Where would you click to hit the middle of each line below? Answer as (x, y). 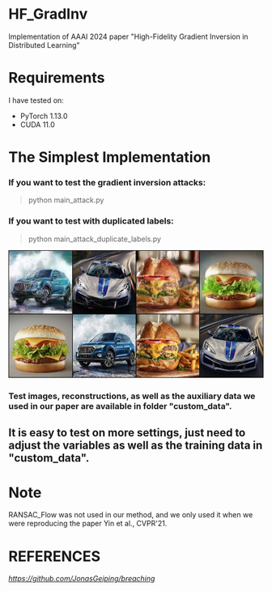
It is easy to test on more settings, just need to (127, 433)
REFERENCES (55, 556)
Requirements (57, 78)
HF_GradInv (48, 14)
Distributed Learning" (44, 45)
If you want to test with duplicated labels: (91, 221)
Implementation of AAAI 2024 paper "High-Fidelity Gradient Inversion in (128, 36)
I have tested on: (36, 100)
